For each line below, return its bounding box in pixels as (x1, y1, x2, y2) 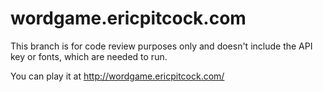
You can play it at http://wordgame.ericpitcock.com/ (10, 70, 225, 82)
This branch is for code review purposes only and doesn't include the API (10, 40, 313, 52)
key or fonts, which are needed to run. (10, 50, 168, 62)
